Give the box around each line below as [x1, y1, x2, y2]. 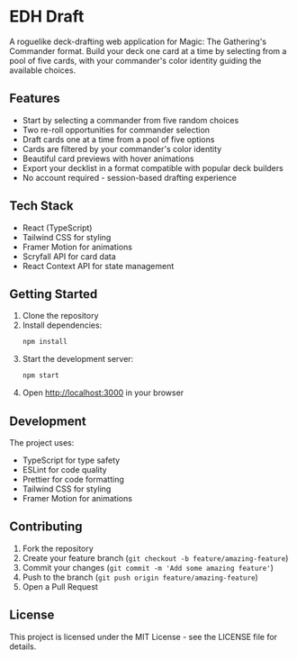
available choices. [9, 65, 76, 76]
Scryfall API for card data [22, 250, 117, 262]
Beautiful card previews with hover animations [22, 153, 194, 164]
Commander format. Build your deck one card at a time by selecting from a [9, 45, 287, 56]
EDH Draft [9, 6, 85, 27]
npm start [22, 371, 60, 380]
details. [9, 641, 37, 652]
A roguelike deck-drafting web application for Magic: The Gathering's [9, 36, 267, 47]
